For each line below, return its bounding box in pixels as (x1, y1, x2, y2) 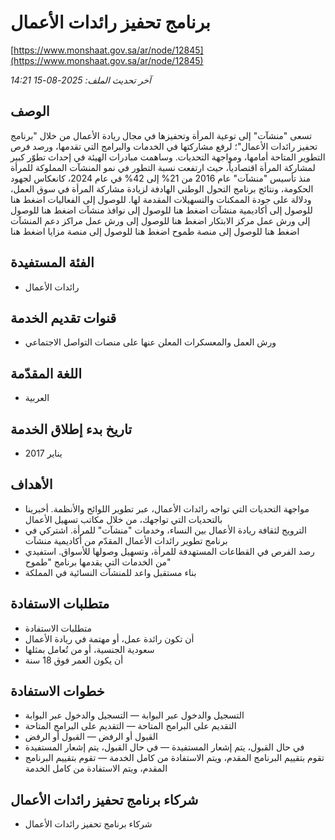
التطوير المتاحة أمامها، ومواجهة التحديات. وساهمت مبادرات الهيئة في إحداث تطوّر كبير (10, 151, 326, 163)
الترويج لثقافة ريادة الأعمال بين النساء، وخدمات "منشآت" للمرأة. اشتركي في (24, 524, 307, 536)
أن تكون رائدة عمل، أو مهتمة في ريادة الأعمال (24, 632, 195, 645)
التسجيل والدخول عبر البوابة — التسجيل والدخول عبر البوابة (24, 709, 245, 721)
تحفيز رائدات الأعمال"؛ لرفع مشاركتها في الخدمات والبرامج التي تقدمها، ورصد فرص (10, 140, 318, 152)
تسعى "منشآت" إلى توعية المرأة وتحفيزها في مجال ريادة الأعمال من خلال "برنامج (10, 129, 313, 141)
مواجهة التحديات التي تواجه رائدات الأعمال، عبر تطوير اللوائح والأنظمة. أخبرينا (24, 502, 310, 515)
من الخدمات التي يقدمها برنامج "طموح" (24, 556, 172, 568)
